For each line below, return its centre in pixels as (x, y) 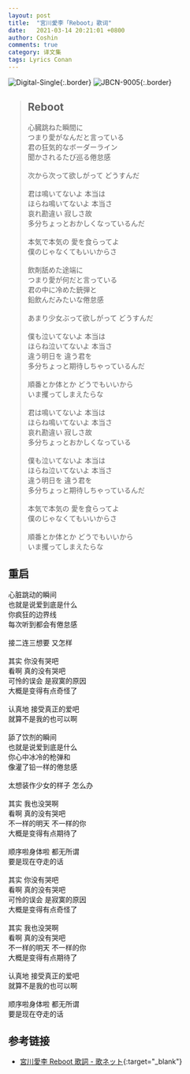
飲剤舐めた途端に (55, 269)
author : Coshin (33, 38)
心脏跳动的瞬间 (32, 594)
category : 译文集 (35, 52)
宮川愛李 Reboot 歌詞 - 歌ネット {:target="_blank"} (101, 1061)
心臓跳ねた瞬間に (55, 127)
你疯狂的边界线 (32, 614)
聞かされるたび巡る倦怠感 (69, 157)
